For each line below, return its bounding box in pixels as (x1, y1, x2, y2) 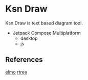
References (5, 56, 43, 64)
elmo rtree (5, 69, 27, 75)
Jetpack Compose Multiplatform (12, 30, 81, 36)
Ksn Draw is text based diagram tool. (5, 20, 83, 26)
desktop (20, 35, 38, 41)
